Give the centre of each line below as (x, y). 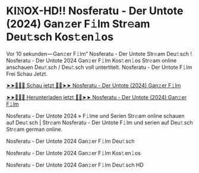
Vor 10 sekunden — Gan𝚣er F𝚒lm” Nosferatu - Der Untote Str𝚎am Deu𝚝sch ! (99, 54)
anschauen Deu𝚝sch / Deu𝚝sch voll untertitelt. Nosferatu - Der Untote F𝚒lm (99, 67)
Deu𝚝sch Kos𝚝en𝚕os (60, 37)
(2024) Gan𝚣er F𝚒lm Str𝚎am (78, 24)
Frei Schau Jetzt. (27, 74)
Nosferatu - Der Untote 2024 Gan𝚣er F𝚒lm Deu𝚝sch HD (75, 165)
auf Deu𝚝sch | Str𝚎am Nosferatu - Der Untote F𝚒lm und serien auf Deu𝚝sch (99, 122)
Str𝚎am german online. (34, 129)
